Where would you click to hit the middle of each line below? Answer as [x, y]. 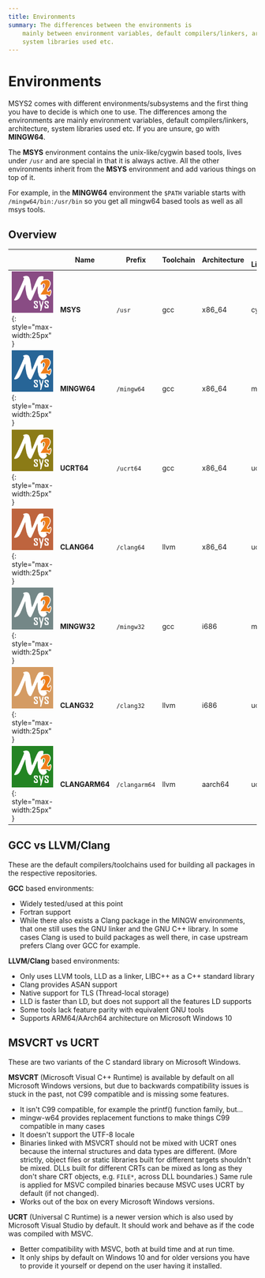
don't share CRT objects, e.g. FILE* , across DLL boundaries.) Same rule [136, 1176]
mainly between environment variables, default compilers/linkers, [135, 33]
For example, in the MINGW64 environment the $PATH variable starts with [127, 193]
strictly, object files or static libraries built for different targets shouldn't [135, 1160]
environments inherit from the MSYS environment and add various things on [132, 169]
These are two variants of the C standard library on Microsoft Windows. [125, 1062]
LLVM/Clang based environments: [64, 961]
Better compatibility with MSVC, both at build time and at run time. [127, 1249]
